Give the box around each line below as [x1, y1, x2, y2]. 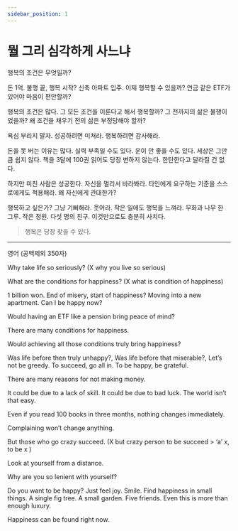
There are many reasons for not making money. [7, 375, 146, 383]
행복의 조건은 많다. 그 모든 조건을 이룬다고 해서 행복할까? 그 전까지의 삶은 [7, 107, 209, 116]
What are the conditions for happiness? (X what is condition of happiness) [7, 277, 224, 285]
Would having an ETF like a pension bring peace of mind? [7, 312, 175, 321]
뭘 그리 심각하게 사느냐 [7, 43, 131, 59]
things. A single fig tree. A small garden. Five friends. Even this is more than [7, 493, 228, 502]
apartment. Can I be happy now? [7, 298, 103, 306]
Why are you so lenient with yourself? [7, 472, 118, 481]
